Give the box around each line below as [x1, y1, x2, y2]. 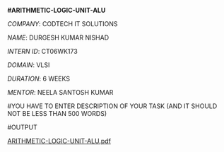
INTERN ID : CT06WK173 [7, 47, 78, 55]
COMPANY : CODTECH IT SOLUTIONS [7, 20, 118, 28]
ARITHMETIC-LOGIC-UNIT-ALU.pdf [7, 137, 112, 145]
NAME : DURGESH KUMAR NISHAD [7, 33, 110, 42]
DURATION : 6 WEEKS [7, 74, 71, 83]
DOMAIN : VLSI [7, 61, 50, 69]
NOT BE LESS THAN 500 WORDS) [7, 110, 107, 117]
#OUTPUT [7, 123, 37, 131]
